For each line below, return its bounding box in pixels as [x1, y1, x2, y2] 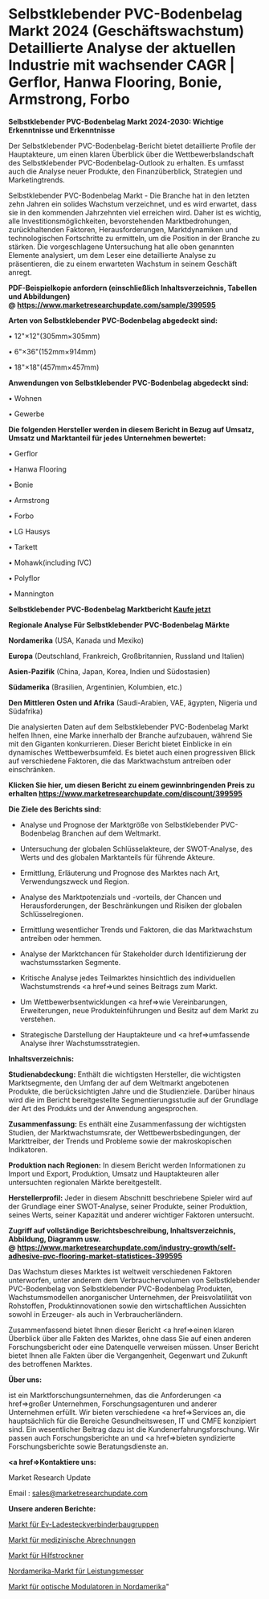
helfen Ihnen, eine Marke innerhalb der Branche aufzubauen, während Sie [8, 730, 253, 740]
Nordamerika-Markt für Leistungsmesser [8, 1566, 145, 1576]
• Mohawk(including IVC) [8, 558, 92, 567]
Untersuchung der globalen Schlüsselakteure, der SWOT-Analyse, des [19, 844, 253, 853]
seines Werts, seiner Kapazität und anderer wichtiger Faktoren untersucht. [8, 1210, 255, 1220]
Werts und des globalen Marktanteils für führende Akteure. [19, 853, 215, 862]
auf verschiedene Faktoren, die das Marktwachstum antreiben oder [8, 756, 231, 766]
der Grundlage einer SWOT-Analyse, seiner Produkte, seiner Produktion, [8, 1201, 247, 1211]
